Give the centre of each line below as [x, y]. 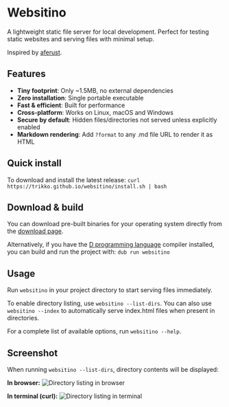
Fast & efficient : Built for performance [71, 105]
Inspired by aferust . [35, 52]
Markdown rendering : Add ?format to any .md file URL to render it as [115, 134]
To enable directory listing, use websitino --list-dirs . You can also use [110, 303]
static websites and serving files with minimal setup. [81, 38]
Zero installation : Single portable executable [80, 98]
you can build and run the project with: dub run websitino [88, 252]
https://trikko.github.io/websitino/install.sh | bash [87, 186]
